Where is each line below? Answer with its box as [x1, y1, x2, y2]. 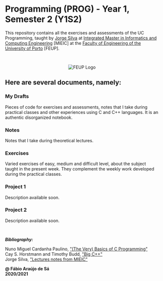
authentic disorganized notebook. [5, 114, 73, 120]
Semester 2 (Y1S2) [5, 14, 82, 25]
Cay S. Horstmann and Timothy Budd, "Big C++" [5, 251, 102, 257]
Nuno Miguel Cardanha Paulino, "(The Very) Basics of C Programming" [5, 246, 148, 252]
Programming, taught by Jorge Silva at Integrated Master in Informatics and [5, 35, 157, 41]
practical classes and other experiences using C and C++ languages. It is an [5, 109, 159, 115]
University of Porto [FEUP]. [5, 45, 60, 51]
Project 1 [5, 184, 26, 190]
